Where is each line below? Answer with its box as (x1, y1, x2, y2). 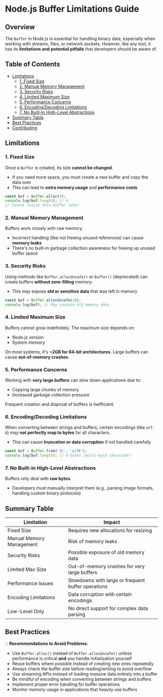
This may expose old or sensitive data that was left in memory (12, 288, 137, 294)
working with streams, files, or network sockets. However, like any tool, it (5, 41, 151, 47)
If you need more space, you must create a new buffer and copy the (12, 174, 148, 180)
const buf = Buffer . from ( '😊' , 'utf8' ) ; (5, 449, 87, 453)
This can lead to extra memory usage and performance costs (12, 184, 137, 190)
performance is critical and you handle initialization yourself (12, 656, 132, 661)
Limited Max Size (7, 566, 47, 573)
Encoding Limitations (7, 594, 55, 601)
